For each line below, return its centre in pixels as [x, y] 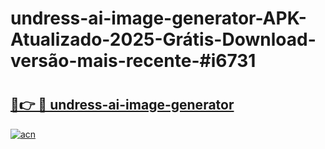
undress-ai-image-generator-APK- [158, 18]
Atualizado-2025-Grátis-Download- [163, 39]
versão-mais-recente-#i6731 [133, 61]
